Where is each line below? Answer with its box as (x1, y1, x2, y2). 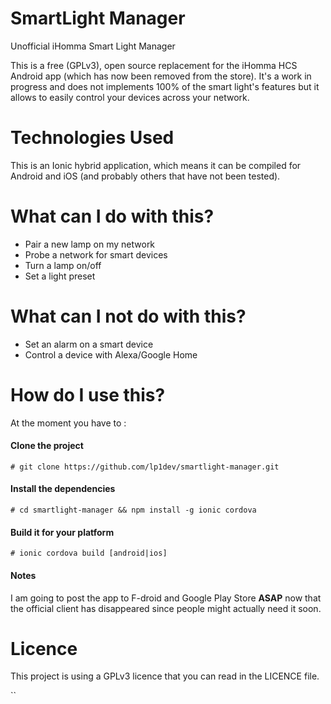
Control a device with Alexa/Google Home (24, 348, 198, 361)
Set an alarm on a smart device (24, 338, 154, 350)
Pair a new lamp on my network (24, 238, 156, 250)
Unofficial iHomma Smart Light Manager (10, 40, 176, 52)
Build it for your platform (10, 526, 115, 538)
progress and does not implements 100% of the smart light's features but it (10, 80, 320, 92)
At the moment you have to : (10, 417, 127, 429)
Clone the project (10, 440, 84, 452)
